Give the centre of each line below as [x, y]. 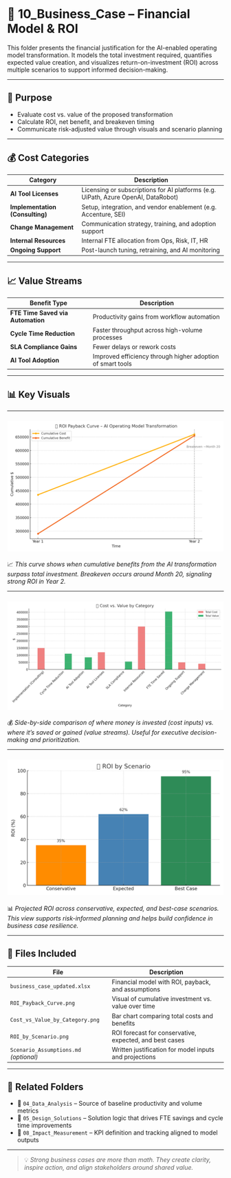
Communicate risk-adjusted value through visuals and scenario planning [120, 129]
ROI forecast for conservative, [154, 1033]
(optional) [24, 1057]
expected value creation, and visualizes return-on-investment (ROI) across [113, 62]
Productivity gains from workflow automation [156, 317]
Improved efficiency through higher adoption [156, 357]
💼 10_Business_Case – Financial [99, 14]
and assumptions [136, 989]
